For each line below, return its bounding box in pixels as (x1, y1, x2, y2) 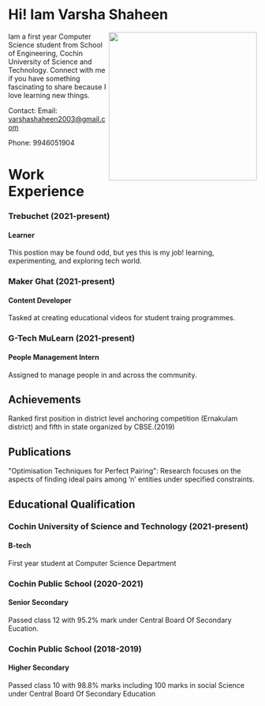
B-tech (8, 541, 32, 550)
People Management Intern (8, 352, 100, 361)
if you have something (8, 74, 80, 83)
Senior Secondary (8, 598, 69, 607)
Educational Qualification (8, 497, 136, 511)
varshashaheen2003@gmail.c (8, 114, 106, 123)
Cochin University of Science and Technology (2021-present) (8, 521, 248, 532)
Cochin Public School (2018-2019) (8, 643, 142, 654)
